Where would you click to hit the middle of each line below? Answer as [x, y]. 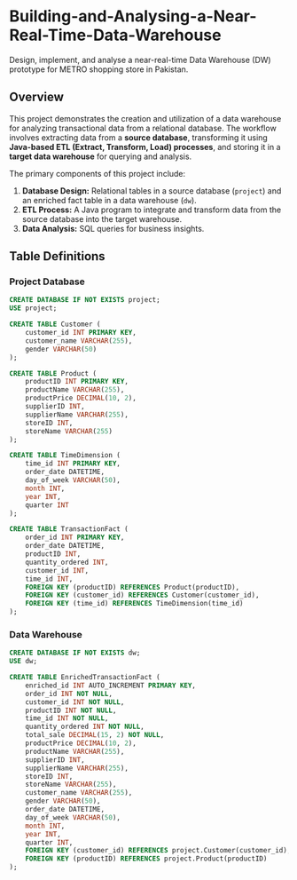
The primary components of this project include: [98, 173]
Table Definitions [57, 256]
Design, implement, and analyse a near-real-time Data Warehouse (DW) [141, 59]
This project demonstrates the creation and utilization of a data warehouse [145, 118]
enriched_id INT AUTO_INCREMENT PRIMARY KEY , [111, 686]
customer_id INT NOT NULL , [75, 702]
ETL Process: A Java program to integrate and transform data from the [152, 210]
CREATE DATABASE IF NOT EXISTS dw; [75, 653]
